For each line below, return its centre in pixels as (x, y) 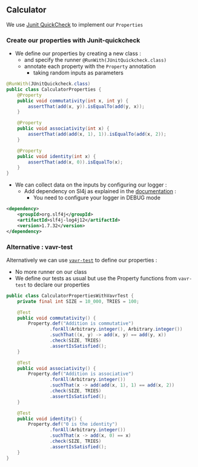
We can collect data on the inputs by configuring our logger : (91, 185)
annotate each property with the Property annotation (90, 67)
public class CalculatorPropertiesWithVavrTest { (70, 296)
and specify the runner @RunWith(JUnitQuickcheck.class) (95, 60)
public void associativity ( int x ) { (64, 129)
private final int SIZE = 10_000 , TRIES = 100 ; (78, 301)
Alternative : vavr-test (39, 247)
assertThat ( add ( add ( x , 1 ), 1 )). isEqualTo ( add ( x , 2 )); (97, 134)
